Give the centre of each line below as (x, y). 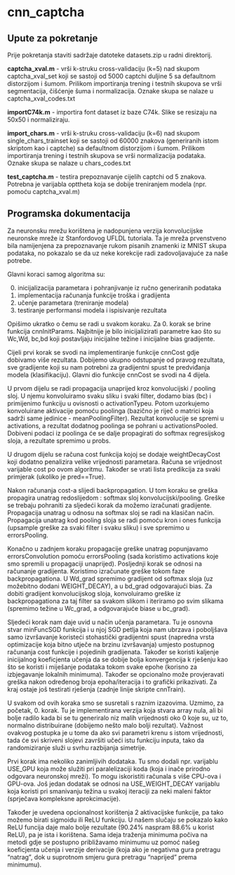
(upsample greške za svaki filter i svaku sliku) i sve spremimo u (99, 527)
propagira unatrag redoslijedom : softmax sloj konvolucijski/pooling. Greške (116, 498)
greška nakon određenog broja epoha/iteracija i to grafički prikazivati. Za (112, 682)
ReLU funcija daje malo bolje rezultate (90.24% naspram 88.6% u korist (111, 827)
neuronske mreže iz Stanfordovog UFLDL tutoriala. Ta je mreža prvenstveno (117, 238)
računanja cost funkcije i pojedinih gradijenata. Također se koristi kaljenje (113, 652)
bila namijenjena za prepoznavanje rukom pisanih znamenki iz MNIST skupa (117, 245)
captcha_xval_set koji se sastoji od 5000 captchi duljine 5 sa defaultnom (112, 76)
